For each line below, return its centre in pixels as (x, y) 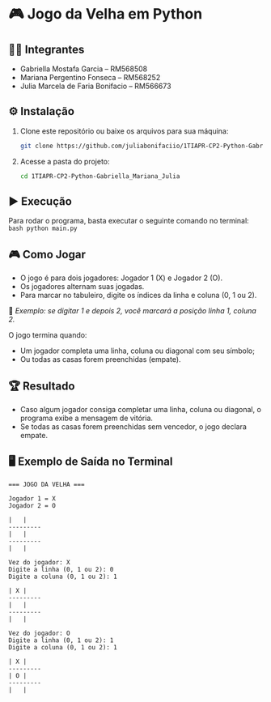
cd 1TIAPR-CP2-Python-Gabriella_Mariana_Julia (100, 176)
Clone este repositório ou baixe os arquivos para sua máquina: (124, 131)
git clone (37, 146)
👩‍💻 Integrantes (47, 49)
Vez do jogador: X (39, 562)
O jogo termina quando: (48, 335)
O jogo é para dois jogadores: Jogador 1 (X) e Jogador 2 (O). (121, 278)
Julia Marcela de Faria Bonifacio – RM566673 (95, 86)
